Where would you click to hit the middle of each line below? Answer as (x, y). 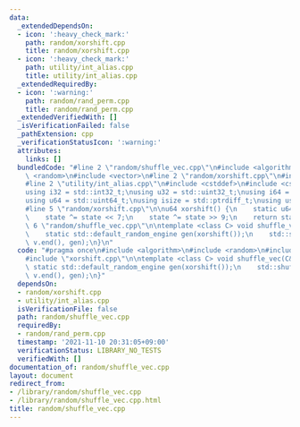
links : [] (44, 159)
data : (19, 17)
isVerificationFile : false (67, 309)
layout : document (42, 376)
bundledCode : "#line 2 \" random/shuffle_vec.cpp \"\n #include (133, 167)
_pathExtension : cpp (55, 134)
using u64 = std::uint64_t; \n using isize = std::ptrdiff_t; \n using (153, 201)
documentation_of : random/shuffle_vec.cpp (89, 367)
